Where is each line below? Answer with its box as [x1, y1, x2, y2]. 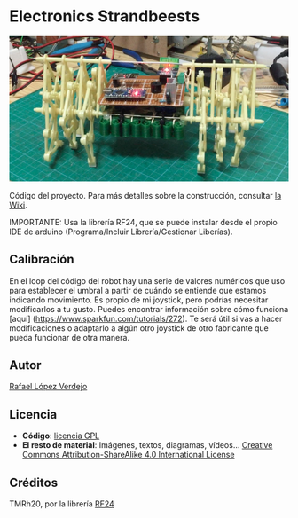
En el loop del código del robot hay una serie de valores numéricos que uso [9, 275, 286, 286]
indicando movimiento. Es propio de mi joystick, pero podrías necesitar [9, 294, 269, 305]
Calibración [9, 252, 74, 267]
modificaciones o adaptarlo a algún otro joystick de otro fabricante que [9, 322, 269, 334]
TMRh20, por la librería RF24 [9, 498, 115, 509]
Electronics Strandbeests [9, 6, 200, 27]
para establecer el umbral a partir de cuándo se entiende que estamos [9, 285, 267, 295]
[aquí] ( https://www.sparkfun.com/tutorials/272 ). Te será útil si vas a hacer [9, 313, 283, 324]
